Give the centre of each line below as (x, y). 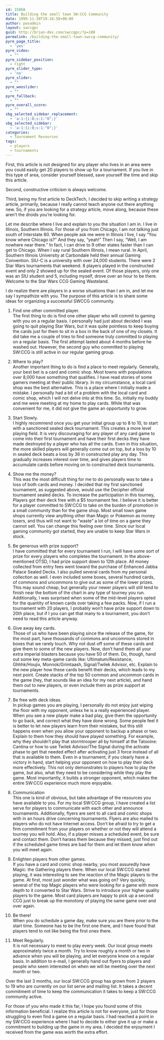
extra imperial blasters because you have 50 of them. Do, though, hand (84, 654)
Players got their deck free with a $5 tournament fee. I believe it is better (85, 500)
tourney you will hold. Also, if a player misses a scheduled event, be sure (86, 834)
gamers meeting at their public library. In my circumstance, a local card (84, 382)
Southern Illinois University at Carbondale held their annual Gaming (73, 255)
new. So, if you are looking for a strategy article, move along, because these (82, 209)
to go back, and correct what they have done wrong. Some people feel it (85, 720)
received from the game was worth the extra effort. (57, 1032)
